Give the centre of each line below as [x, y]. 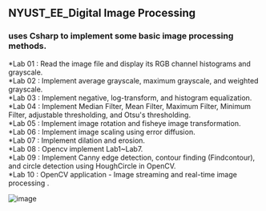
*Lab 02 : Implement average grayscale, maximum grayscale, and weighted [133, 80]
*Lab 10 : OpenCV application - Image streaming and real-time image [123, 174]
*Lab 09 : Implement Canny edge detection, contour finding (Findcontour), [132, 157]
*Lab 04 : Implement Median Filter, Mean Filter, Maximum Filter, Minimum [129, 106]
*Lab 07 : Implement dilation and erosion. [77, 140]
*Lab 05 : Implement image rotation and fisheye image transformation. [125, 123]
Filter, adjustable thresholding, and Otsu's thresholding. [99, 115]
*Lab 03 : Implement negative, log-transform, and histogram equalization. [130, 97]
